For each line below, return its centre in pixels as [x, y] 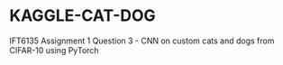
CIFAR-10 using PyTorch [54, 50]
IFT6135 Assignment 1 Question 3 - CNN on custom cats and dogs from [142, 41]
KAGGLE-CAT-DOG [82, 16]
